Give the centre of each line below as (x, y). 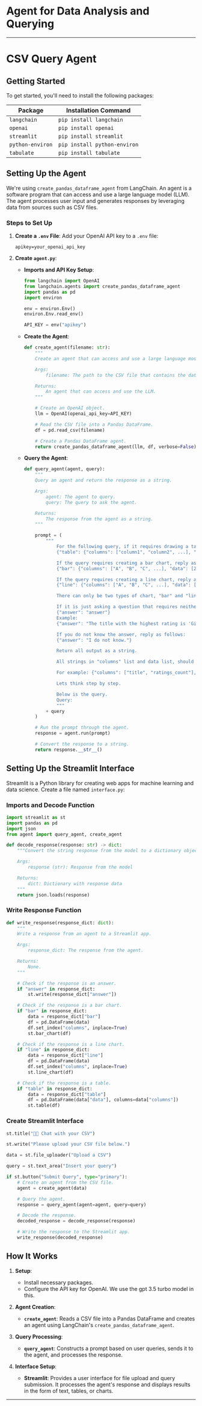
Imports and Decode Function (50, 805)
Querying (30, 24)
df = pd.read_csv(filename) (70, 430)
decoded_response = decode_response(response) (76, 1221)
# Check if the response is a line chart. (71, 1044)
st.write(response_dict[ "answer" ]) (72, 995)
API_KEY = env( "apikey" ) (55, 325)
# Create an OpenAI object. (70, 408)
